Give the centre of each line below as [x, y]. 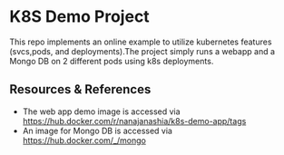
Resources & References [80, 89]
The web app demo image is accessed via [101, 111]
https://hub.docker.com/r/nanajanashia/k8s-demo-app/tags [134, 121]
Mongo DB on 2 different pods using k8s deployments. [112, 61]
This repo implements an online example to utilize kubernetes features [141, 42]
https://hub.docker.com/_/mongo [84, 140]
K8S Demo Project [79, 17]
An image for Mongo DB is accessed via [97, 131]
